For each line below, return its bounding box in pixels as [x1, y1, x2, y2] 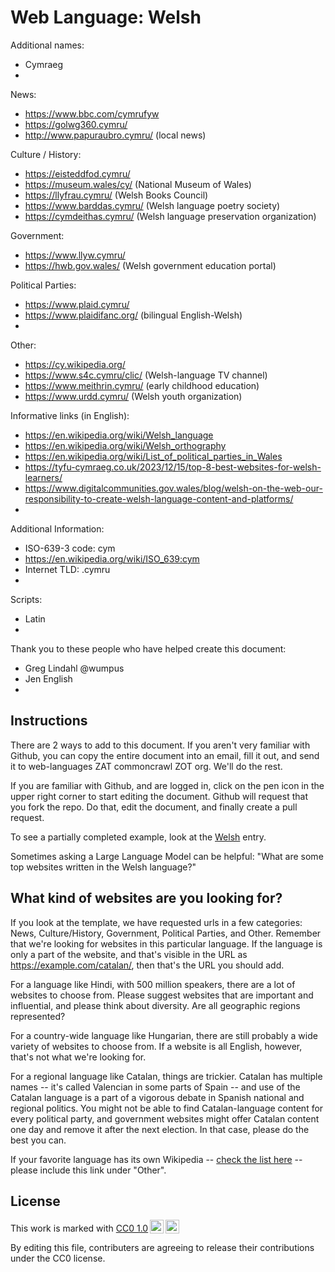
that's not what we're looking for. [10, 1051, 147, 1063]
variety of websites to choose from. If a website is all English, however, [10, 1040, 303, 1052]
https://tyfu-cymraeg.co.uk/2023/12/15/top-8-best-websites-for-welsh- [24, 461, 322, 473]
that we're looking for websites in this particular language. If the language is [10, 937, 323, 950]
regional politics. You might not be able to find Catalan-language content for [10, 1102, 324, 1114]
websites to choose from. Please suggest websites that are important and [10, 989, 314, 1001]
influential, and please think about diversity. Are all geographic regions [10, 999, 301, 1011]
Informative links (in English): [10, 409, 130, 421]
